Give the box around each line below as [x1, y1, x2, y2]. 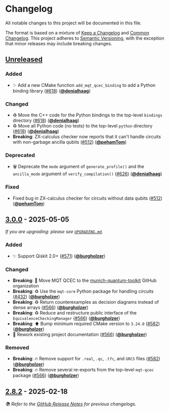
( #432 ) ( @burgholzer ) [12, 293, 60, 300]
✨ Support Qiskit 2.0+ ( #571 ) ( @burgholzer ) [12, 252, 106, 259]
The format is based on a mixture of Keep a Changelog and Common [5, 29, 150, 36]
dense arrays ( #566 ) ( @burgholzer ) [12, 304, 89, 310]
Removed [5, 344, 29, 351]
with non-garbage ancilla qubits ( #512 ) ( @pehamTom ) [12, 139, 127, 145]
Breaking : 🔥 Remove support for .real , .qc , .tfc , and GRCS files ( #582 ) [12, 356, 161, 362]
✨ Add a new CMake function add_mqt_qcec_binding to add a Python [12, 82, 156, 88]
